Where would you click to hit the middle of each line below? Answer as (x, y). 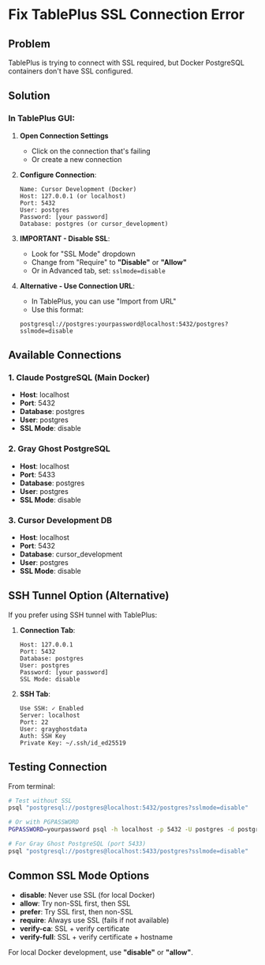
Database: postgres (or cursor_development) (94, 224)
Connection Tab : (47, 630)
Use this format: (58, 309)
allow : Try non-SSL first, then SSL (75, 903)
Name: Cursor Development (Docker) (78, 189)
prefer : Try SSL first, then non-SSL (77, 911)
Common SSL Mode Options (79, 876)
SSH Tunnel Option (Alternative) (89, 596)
